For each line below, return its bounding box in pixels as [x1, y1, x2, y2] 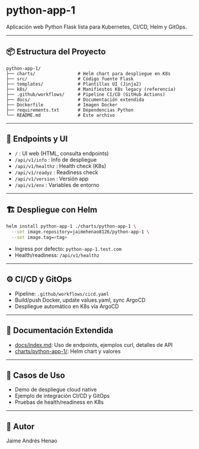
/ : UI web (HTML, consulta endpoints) [14, 150, 109, 157]
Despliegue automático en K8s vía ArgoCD [14, 302, 120, 309]
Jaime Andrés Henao [6, 437, 57, 444]
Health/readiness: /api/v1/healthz [14, 252, 99, 258]
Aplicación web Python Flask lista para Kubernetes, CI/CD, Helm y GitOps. [6, 23, 187, 30]
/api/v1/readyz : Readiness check [14, 169, 99, 176]
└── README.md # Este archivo [6, 112, 115, 118]
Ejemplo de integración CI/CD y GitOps [14, 393, 110, 400]
